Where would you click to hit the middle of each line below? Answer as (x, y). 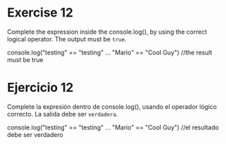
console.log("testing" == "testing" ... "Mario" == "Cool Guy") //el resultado (113, 127)
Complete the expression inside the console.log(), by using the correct (107, 32)
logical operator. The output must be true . (67, 39)
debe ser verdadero (35, 134)
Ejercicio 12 (40, 88)
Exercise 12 (40, 13)
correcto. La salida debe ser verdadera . (63, 114)
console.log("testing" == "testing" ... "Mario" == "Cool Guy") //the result (110, 52)
